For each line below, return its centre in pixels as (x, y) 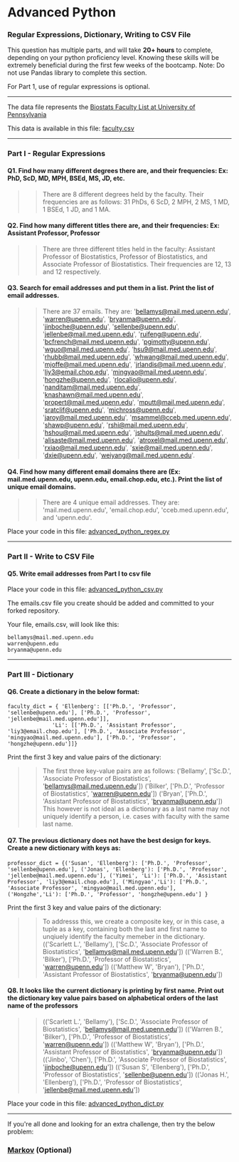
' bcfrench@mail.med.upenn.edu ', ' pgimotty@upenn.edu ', (127, 342)
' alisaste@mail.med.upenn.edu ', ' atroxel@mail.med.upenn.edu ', (136, 440)
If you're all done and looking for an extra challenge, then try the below (111, 1124)
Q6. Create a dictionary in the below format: (74, 691)
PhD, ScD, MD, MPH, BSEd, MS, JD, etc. (67, 178)
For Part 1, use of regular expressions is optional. (79, 87)
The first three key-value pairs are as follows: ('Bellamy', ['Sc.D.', (137, 771)
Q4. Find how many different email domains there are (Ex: (94, 472)
